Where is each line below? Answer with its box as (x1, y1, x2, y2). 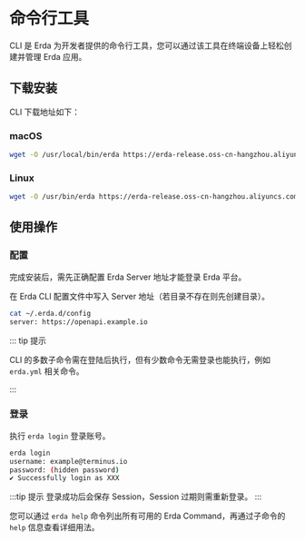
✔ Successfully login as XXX (9, 474, 120, 483)
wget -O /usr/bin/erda (9, 192, 95, 202)
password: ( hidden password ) (9, 465, 120, 475)
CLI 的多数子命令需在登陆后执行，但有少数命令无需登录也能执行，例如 (9, 354, 271, 365)
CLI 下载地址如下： (9, 106, 80, 117)
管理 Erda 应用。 (25, 51, 87, 62)
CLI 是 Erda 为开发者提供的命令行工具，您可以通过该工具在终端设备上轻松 (9, 40, 284, 51)
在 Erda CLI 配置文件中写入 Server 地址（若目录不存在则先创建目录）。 (9, 290, 271, 301)
